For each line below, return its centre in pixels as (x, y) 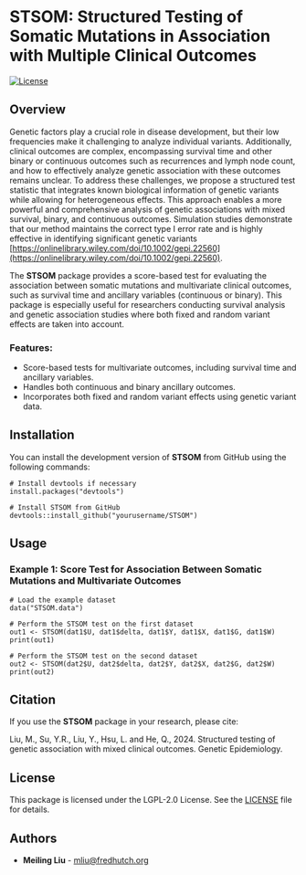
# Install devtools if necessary (73, 483)
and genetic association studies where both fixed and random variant (140, 314)
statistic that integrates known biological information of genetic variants (144, 190)
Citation (33, 699)
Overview (38, 110)
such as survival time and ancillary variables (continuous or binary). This (146, 295)
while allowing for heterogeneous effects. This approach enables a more (146, 199)
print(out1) (32, 640)
